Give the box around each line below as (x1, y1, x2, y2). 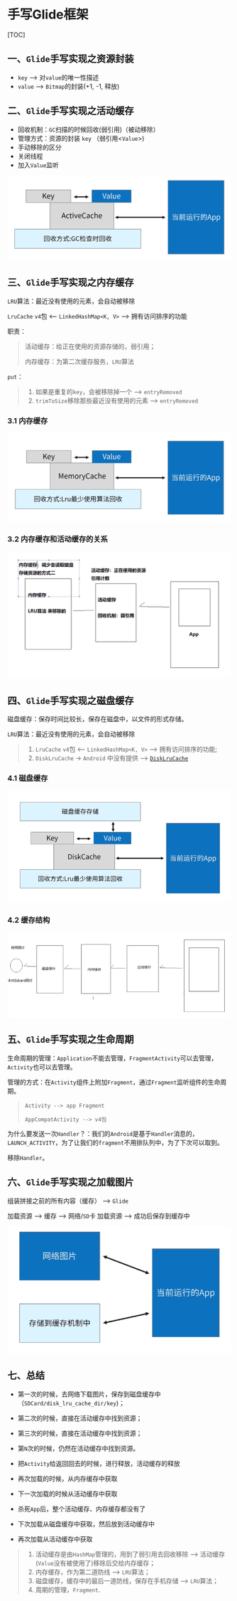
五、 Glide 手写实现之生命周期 (7, 1033, 134, 1046)
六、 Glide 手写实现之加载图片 (7, 1176, 134, 1188)
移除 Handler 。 (7, 1153, 49, 1161)
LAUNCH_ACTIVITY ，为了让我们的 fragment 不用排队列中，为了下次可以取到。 (7, 1138, 224, 1147)
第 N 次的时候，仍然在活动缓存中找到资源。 (17, 1444, 140, 1452)
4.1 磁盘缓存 (7, 773, 48, 783)
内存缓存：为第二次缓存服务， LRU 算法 (24, 357, 135, 366)
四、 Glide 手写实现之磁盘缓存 (7, 694, 134, 706)
